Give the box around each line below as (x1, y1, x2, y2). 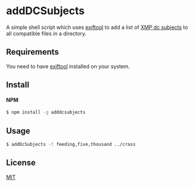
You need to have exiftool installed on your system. (6, 63, 130, 70)
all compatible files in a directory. (6, 30, 87, 37)
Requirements (6, 47, 59, 57)
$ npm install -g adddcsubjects (6, 109, 86, 116)
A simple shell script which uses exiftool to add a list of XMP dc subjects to (6, 24, 188, 31)
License (6, 158, 36, 168)
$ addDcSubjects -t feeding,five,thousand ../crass (6, 142, 136, 148)
